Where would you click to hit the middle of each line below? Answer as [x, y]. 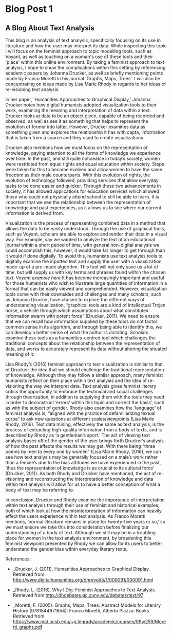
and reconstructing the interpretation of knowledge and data [89, 479]
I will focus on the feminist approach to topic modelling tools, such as [79, 51]
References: [18, 559]
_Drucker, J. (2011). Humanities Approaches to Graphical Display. [81, 569]
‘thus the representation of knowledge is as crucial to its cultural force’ [80, 468]
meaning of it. [20, 354]
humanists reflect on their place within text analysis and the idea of [76, 380]
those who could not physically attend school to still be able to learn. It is [82, 197]
